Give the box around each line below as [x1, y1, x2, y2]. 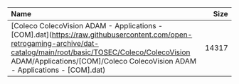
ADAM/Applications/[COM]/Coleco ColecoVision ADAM [11, 56, 197, 66]
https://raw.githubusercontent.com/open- [51, 30, 193, 40]
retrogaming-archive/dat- [11, 39, 100, 48]
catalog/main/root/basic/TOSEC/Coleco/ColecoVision [11, 47, 191, 57]
